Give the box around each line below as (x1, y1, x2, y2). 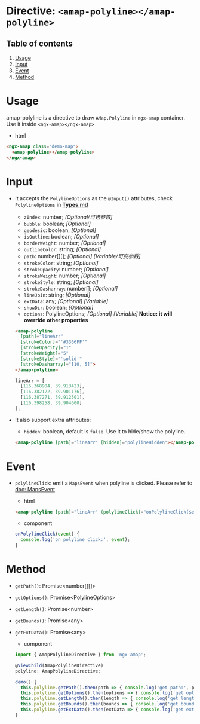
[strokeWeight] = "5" (20, 350, 69, 356)
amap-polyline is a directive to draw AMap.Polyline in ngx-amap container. (6, 114, 186, 121)
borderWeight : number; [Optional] (23, 239, 106, 246)
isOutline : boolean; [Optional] (23, 233, 99, 240)
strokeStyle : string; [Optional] (23, 278, 99, 285)
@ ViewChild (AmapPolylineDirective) (14, 662, 104, 668)
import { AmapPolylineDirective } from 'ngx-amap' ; (14, 652, 146, 658)
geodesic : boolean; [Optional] (23, 226, 97, 234)
